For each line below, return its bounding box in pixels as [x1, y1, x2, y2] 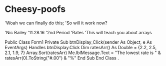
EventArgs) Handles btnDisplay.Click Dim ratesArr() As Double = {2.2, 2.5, [4, 44, 157, 50]
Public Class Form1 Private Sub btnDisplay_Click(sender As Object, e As [4, 39, 152, 45]
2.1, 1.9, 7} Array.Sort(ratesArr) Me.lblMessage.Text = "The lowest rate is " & [4, 50, 161, 56]
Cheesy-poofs [4, 3, 66, 15]
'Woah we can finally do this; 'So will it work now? [4, 20, 108, 26]
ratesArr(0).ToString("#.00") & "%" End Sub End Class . [4, 55, 119, 61]
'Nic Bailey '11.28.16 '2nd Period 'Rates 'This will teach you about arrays [4, 29, 152, 35]
